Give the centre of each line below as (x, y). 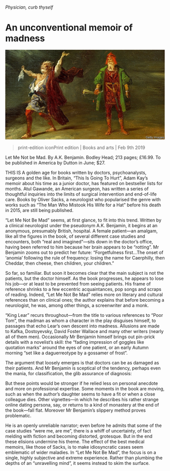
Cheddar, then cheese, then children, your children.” (60, 263)
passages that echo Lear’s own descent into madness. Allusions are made (82, 326)
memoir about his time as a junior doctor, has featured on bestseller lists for (84, 184)
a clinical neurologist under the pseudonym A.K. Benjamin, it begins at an (81, 226)
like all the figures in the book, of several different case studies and (75, 236)
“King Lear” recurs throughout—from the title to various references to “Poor (84, 315)
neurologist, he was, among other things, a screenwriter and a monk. (77, 305)
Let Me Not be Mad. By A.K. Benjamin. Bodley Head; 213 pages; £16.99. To (83, 158)
